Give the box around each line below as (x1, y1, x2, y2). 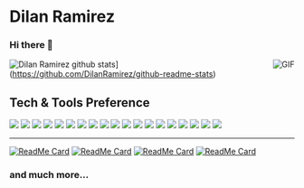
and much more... (9, 169, 90, 182)
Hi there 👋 (9, 39, 54, 52)
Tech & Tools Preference (9, 95, 150, 110)
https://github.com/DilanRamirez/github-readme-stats (12, 69, 214, 80)
